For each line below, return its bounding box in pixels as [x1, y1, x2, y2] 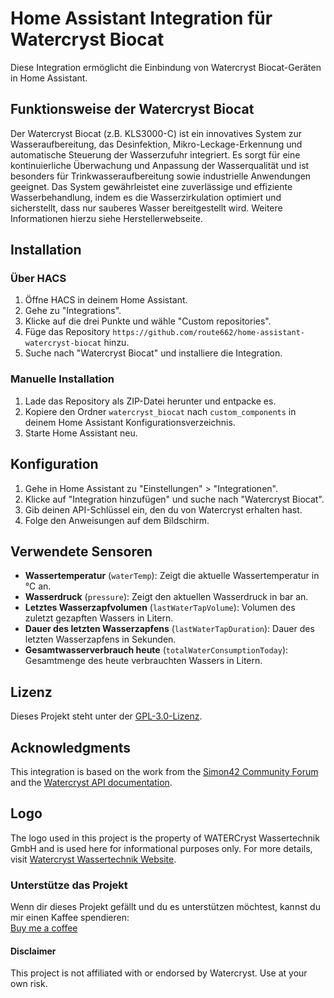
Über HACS [10, 272, 67, 286]
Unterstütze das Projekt [10, 878, 128, 892]
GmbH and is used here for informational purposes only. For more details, [10, 842, 313, 854]
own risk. [10, 978, 48, 990]
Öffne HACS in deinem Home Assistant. [24, 294, 188, 306]
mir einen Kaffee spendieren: [10, 912, 130, 924]
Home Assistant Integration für [10, 7, 273, 30]
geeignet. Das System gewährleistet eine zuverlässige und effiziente [10, 180, 293, 192]
